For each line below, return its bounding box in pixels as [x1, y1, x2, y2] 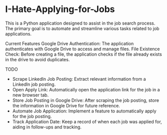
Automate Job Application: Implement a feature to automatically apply [12, 108, 156, 114]
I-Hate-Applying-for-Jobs [5, 4, 115, 15]
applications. [5, 31, 31, 37]
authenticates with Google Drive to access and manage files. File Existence [5, 46, 160, 52]
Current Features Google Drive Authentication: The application [5, 40, 134, 46]
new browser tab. [12, 92, 49, 98]
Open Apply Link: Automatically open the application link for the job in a [12, 86, 160, 92]
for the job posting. [12, 113, 52, 119]
